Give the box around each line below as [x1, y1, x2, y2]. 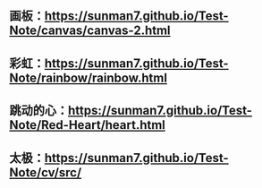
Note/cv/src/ [9, 165, 82, 180]
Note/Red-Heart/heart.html [9, 117, 165, 132]
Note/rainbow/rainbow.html [9, 70, 168, 85]
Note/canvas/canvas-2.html [9, 23, 172, 38]
